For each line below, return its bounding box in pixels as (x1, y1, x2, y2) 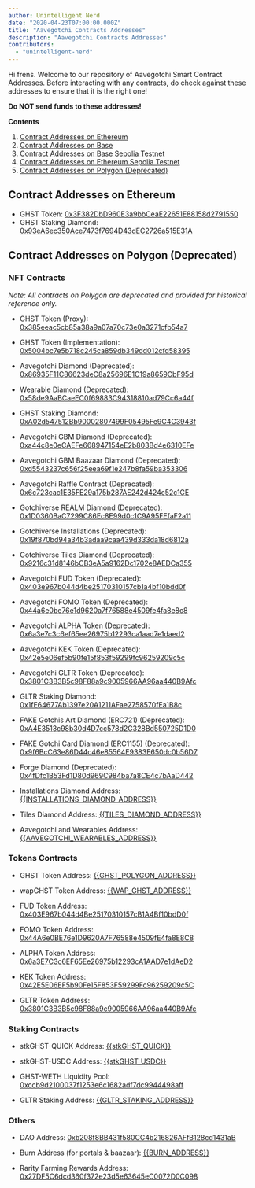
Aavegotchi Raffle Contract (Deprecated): (19, 479, 155, 489)
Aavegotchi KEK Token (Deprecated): (19, 644, 141, 654)
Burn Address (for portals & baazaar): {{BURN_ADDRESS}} (19, 1148, 210, 1157)
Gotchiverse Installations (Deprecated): (19, 526, 147, 536)
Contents (8, 117, 39, 126)
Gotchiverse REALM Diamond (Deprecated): (19, 503, 163, 512)
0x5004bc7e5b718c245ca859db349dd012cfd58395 (19, 345, 190, 355)
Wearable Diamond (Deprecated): (19, 385, 129, 394)
